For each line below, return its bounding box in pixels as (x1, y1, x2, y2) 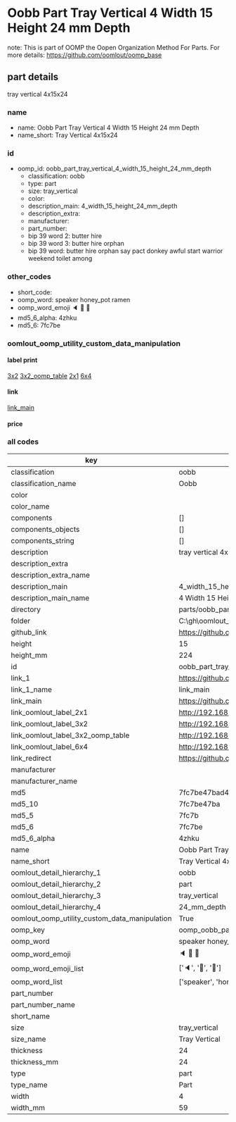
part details (7, 71, 59, 83)
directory (11, 604, 41, 614)
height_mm (11, 650, 48, 660)
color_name (11, 501, 50, 511)
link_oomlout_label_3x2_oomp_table (11, 730, 130, 740)
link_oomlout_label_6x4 (11, 742, 88, 752)
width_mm (11, 1102, 46, 1112)
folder (11, 616, 31, 625)
